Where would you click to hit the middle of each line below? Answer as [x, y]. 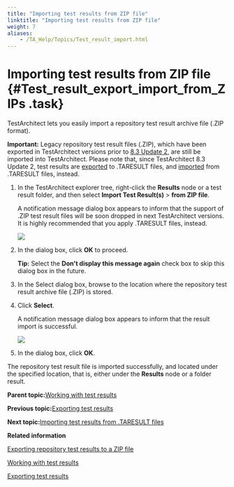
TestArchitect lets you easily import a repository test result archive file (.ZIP [116, 124]
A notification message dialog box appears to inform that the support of [120, 209]
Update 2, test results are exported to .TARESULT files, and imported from [114, 167]
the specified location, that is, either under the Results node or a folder [109, 374]
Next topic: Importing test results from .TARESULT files [86, 422]
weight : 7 [22, 27]
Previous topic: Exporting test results [60, 409]
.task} [46, 104]
